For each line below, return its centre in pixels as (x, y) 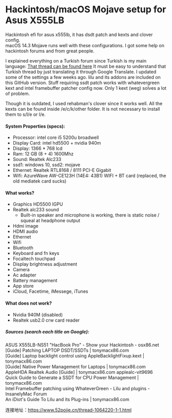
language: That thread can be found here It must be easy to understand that (86, 66)
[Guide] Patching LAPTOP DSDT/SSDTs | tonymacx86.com (67, 350)
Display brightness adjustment (45, 264)
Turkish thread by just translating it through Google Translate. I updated (81, 72)
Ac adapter (25, 275)
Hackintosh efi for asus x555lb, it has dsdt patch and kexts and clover (79, 34)
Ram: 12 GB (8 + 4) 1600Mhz (43, 154)
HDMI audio (25, 231)
